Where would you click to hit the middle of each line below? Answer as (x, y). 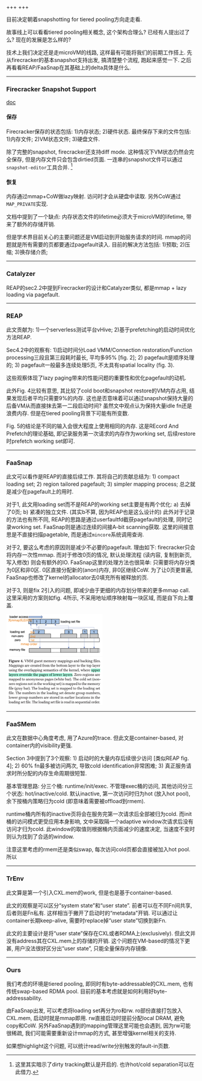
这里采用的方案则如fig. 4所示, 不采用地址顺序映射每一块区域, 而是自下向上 (97, 598)
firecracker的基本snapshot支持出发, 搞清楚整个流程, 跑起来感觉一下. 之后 (101, 60)
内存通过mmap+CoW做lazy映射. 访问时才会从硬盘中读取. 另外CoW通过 (94, 196)
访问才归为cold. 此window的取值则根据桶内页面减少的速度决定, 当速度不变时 (101, 829)
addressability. (24, 998)
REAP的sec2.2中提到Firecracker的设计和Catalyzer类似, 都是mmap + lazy (96, 287)
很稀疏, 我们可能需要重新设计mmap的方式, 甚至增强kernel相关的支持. (91, 1033)
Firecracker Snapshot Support (51, 89)
